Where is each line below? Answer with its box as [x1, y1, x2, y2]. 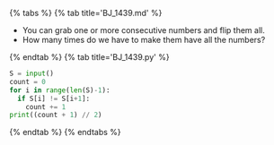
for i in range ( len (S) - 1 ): [9, 85, 110, 95]
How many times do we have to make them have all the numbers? [22, 35, 266, 45]
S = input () [9, 69, 54, 78]
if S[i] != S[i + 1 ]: [17, 94, 91, 103]
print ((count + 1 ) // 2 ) [9, 111, 102, 120]
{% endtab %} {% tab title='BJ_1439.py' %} [9, 52, 170, 62]
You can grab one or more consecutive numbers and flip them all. [22, 25, 265, 35]
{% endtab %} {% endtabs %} [9, 127, 121, 138]
